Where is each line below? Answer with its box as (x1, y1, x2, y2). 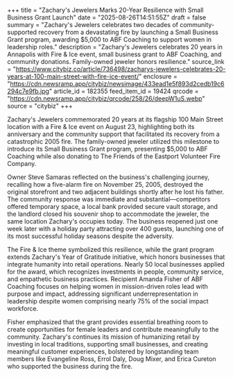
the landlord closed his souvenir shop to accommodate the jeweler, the (7, 210, 209, 218)
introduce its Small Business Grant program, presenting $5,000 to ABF (7, 145, 208, 153)
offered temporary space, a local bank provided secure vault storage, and (7, 203, 218, 210)
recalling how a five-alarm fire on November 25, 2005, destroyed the (7, 181, 203, 188)
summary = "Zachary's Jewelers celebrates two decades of (7, 21, 179, 28)
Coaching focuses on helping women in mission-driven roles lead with (7, 283, 208, 290)
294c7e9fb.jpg (7, 87, 50, 95)
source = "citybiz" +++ (7, 102, 73, 110)
